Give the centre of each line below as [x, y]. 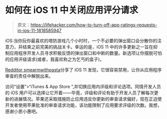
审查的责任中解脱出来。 [29, 76]
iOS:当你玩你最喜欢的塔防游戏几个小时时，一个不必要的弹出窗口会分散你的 [81, 41]
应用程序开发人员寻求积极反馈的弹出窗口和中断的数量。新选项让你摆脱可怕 [85, 53]
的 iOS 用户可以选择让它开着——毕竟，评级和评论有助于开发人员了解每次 [80, 93]
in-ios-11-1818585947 [39, 30]
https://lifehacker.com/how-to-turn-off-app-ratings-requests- [94, 25]
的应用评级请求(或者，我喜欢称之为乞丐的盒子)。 [55, 59]
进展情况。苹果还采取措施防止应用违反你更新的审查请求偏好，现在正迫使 [88, 99]
